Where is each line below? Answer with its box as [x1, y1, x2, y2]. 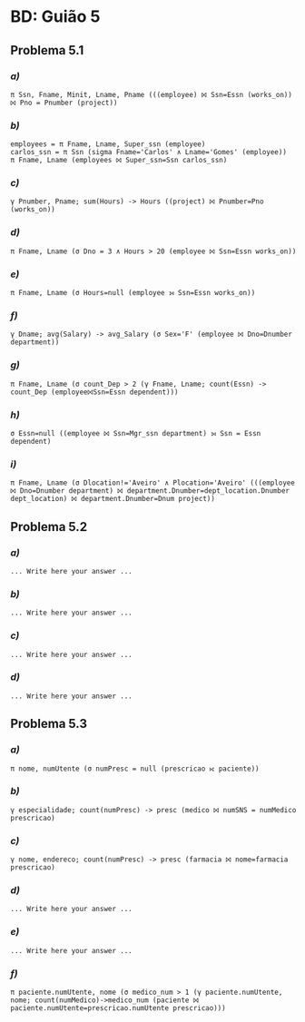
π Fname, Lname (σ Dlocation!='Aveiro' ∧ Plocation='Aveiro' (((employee [10, 478, 296, 487]
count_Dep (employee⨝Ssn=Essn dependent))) [10, 388, 179, 397]
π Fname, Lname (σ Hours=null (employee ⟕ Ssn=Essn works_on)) [10, 289, 256, 298]
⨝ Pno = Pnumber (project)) [10, 98, 118, 107]
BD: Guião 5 [10, 6, 101, 27]
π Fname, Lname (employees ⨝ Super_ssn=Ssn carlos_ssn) [10, 156, 228, 165]
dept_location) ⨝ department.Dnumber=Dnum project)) [10, 495, 216, 504]
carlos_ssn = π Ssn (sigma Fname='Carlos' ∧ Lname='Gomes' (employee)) [10, 148, 287, 157]
